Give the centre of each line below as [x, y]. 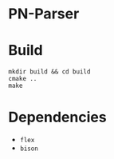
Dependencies [57, 117]
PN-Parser [44, 14]
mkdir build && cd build [49, 72]
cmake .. [23, 79]
